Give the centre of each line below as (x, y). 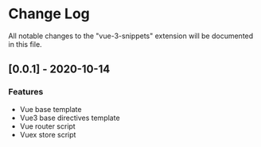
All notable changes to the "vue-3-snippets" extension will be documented (131, 36)
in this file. (25, 44)
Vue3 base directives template (70, 118)
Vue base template (51, 109)
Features (26, 92)
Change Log (49, 14)
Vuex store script (48, 134)
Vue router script (47, 126)
